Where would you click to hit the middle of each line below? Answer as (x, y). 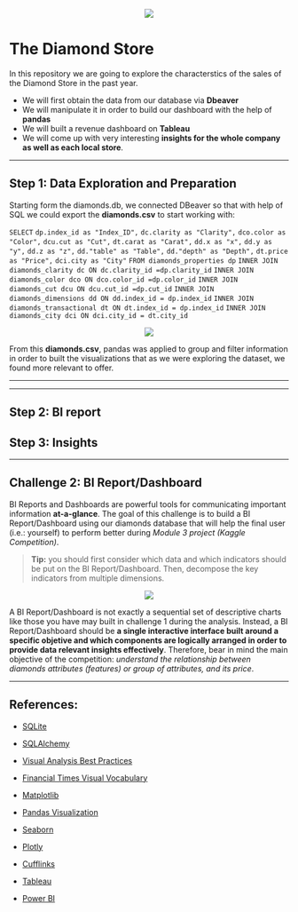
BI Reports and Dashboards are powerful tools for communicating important (148, 504)
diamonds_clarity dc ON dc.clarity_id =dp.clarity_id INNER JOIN (132, 270)
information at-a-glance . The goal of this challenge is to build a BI (130, 513)
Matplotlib (40, 795)
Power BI (39, 898)
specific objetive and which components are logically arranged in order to (148, 640)
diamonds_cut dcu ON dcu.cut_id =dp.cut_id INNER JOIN (112, 289)
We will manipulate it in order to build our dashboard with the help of (147, 109)
